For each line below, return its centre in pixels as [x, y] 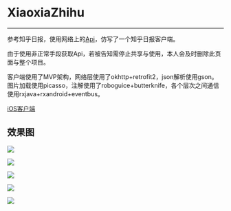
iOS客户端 [21, 109]
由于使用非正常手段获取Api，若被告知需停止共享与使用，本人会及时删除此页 [114, 54]
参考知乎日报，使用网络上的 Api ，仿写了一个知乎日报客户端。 [93, 38]
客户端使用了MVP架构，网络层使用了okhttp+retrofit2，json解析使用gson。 [112, 76]
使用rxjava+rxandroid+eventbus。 [56, 93]
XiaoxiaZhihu [46, 13]
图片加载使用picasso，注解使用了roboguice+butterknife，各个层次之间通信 [113, 85]
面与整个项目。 [28, 62]
